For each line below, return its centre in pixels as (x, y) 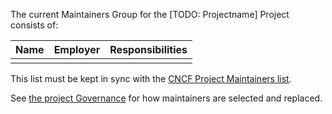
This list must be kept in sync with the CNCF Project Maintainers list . (151, 78)
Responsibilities (148, 49)
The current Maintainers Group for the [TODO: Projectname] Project (150, 14)
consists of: (34, 25)
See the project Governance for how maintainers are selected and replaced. (166, 98)
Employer (77, 49)
